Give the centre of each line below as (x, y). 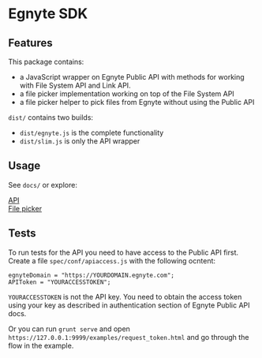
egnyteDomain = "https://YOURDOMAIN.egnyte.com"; (92, 275)
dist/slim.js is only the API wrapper (80, 141)
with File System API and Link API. (75, 85)
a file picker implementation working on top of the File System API (127, 94)
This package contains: (46, 62)
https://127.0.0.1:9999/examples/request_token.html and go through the (129, 337)
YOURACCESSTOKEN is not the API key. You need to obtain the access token (125, 296)
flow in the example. (41, 345)
